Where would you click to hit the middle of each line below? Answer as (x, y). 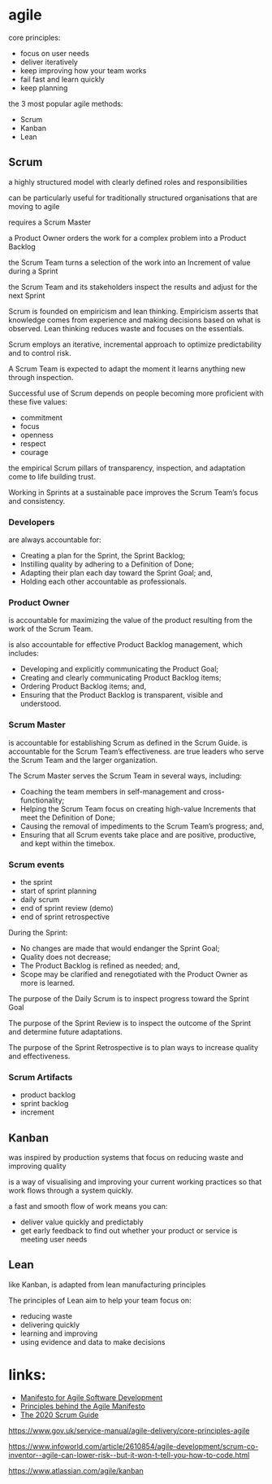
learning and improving (59, 1333)
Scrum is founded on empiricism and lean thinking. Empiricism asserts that (133, 311)
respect (33, 443)
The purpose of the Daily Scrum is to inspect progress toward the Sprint (129, 998)
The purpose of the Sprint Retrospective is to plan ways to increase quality (133, 1047)
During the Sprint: (38, 932)
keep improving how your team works (83, 70)
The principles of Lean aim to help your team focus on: (100, 1300)
